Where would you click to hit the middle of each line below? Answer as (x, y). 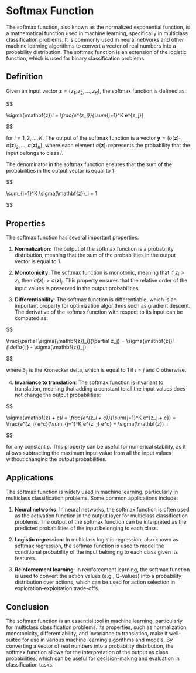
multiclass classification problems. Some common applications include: (92, 498)
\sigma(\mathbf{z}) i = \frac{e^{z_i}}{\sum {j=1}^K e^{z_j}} (75, 115)
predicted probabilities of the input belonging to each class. (86, 528)
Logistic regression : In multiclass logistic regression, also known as (97, 540)
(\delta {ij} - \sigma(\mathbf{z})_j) (46, 347)
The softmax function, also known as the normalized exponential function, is (98, 27)
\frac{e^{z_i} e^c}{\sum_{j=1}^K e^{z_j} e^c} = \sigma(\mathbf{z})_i (87, 424)
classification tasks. (30, 664)
